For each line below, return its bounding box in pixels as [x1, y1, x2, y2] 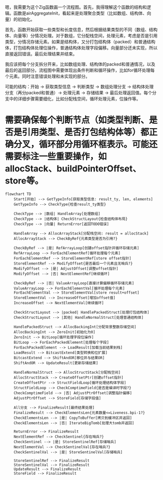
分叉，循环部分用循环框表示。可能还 [14, 139, 158, 150]
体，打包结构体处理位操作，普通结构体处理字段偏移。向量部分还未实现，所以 [5, 45, 158, 50]
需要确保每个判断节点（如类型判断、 [5, 115, 149, 126]
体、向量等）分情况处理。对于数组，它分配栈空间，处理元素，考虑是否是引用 [5, 33, 158, 38]
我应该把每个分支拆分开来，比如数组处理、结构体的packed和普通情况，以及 [5, 61, 156, 67]
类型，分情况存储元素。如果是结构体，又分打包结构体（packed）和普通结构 [5, 39, 156, 45]
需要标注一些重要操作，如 [5, 151, 107, 162]
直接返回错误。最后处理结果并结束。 [5, 51, 77, 57]
